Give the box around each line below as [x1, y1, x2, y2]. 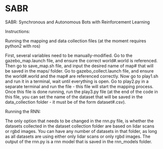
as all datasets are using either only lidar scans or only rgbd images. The [5, 133, 151, 139]
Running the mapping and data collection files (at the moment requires [5, 37, 146, 44]
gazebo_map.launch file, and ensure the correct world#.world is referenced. [5, 57, 158, 63]
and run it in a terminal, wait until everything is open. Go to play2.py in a [5, 78, 149, 84]
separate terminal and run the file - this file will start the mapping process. [5, 83, 154, 89]
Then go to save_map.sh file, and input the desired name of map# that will [5, 63, 154, 69]
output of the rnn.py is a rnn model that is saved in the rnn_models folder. [5, 138, 152, 144]
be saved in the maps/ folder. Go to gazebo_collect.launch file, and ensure [5, 68, 154, 74]
